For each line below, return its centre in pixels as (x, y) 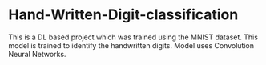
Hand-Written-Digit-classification (123, 15)
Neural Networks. (37, 54)
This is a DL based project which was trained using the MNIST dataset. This (133, 37)
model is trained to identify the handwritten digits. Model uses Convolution (131, 45)
